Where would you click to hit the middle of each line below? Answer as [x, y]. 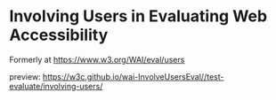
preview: [25, 76]
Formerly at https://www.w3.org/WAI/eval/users [97, 59]
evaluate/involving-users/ [56, 86]
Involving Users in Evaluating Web [138, 16]
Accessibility [59, 35]
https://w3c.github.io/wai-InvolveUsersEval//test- [134, 76]
